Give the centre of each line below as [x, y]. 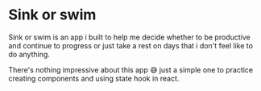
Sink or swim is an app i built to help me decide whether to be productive [130, 37]
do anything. [29, 54]
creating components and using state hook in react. [94, 78]
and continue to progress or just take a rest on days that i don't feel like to [131, 45]
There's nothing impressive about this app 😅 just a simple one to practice [131, 69]
